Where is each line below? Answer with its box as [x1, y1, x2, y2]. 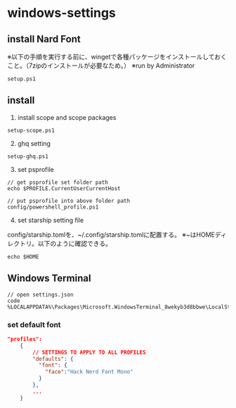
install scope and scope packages [17, 113, 117, 121]
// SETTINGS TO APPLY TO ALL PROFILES [32, 349, 146, 356]
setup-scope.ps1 [7, 127, 55, 134]
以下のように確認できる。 [37, 239, 112, 247]
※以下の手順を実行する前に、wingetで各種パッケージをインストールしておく [7, 53, 227, 61]
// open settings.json [7, 291, 74, 298]
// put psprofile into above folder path [7, 197, 131, 204]
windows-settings [7, 5, 116, 21]
